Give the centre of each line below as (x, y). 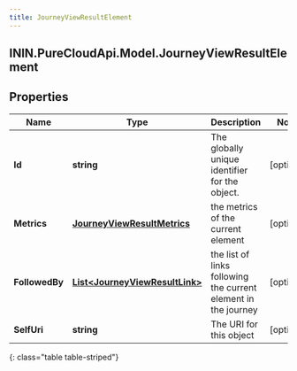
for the (225, 181)
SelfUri (29, 329)
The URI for (235, 324)
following (230, 276)
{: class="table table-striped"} (64, 357)
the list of (230, 254)
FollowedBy (39, 282)
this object (232, 335)
